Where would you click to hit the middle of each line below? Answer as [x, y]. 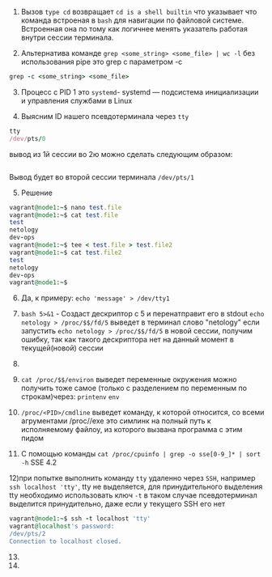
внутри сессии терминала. [67, 37]
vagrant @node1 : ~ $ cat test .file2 [66, 252]
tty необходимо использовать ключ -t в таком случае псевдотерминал [133, 495]
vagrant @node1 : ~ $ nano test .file [66, 207]
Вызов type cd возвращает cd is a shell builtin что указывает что [139, 12]
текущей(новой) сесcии [62, 348]
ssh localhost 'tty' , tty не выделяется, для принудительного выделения [136, 487]
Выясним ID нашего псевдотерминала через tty [105, 116]
